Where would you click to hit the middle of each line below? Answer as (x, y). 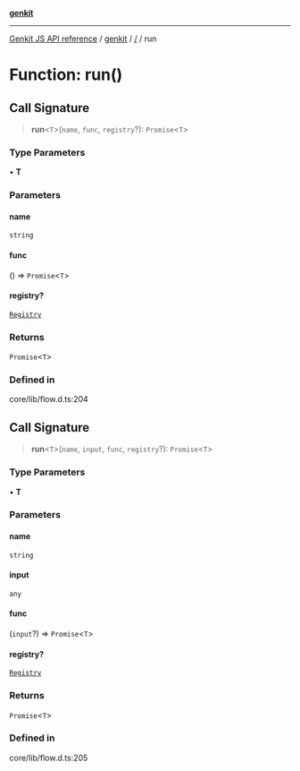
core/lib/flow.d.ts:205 (49, 758)
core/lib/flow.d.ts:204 (49, 399)
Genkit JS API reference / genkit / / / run (83, 39)
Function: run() (66, 75)
